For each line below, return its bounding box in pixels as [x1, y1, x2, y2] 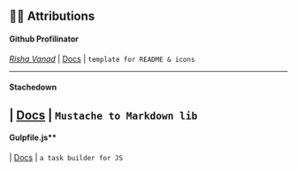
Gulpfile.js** [9, 132, 57, 143]
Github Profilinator [9, 33, 80, 44]
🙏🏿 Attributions [9, 9, 95, 24]
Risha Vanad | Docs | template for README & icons [9, 53, 195, 64]
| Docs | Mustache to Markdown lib [9, 107, 198, 122]
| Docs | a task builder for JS [9, 152, 124, 162]
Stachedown [9, 82, 57, 93]
